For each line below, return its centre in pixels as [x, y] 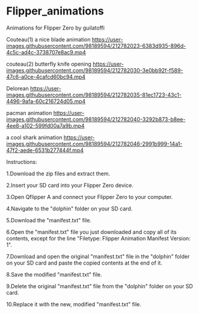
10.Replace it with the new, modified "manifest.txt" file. [74, 304]
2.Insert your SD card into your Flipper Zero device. [70, 185]
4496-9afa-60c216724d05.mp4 [46, 101]
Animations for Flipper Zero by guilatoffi [56, 28]
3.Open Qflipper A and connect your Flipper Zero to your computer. [90, 196]
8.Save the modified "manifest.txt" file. [54, 274]
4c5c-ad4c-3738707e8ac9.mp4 [46, 52]
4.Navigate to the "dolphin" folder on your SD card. [69, 209]
